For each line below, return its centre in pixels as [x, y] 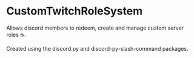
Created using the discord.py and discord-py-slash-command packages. [97, 48]
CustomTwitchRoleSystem [75, 11]
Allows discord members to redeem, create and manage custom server [95, 28]
